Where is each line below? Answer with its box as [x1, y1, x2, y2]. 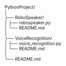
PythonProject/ [4, 4, 35, 10]
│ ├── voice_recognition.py [4, 41, 62, 46]
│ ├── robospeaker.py [4, 20, 51, 25]
